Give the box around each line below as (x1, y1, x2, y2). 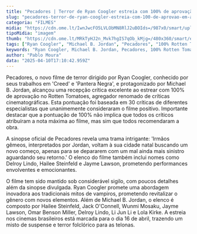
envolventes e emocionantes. (6, 166, 77, 173)
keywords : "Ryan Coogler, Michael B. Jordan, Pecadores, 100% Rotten (6, 47, 180, 53)
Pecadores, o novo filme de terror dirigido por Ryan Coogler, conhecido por (6, 74, 189, 81)
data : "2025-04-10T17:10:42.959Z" (6, 57, 91, 63)
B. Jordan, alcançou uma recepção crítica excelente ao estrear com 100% (6, 86, 185, 93)
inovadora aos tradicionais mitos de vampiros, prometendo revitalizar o (6, 190, 178, 197)
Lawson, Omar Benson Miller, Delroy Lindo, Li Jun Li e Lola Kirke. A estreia (6, 209, 186, 216)
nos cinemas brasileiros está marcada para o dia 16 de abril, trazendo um (6, 215, 183, 222)
